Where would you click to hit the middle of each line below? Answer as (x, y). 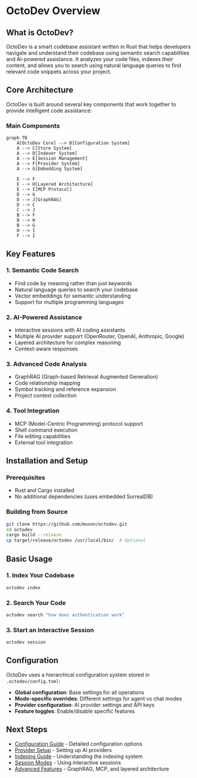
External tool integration (44, 442)
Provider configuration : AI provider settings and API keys (84, 704)
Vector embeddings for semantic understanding (73, 296)
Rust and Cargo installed (44, 490)
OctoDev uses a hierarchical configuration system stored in (78, 675)
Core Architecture (40, 90)
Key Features (31, 254)
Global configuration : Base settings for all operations (79, 692)
